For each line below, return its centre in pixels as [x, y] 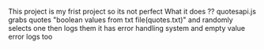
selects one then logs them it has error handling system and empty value [127, 28]
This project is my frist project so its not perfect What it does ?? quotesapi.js [132, 11]
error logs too [30, 36]
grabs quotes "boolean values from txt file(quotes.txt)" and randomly [121, 20]
